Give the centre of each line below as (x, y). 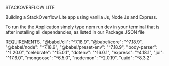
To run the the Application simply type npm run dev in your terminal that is (82, 27)
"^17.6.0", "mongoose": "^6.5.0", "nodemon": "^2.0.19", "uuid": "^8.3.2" (78, 58)
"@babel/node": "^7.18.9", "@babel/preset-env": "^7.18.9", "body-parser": (81, 47)
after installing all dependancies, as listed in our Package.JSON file (75, 32)
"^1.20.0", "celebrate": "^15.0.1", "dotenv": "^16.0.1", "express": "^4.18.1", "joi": (85, 53)
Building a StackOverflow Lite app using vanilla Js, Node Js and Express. (81, 17)
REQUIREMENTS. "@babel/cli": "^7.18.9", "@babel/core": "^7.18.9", (74, 42)
